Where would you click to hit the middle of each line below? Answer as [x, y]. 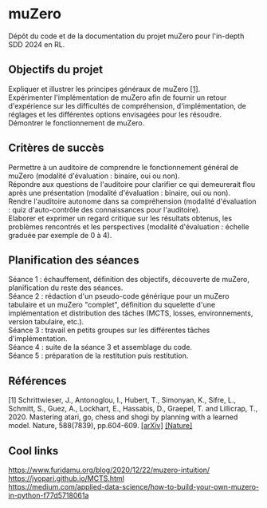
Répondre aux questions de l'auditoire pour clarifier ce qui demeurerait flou [132, 184]
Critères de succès [56, 148]
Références [37, 381]
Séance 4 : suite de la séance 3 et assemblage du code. [100, 347]
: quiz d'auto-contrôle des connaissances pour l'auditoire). [104, 209]
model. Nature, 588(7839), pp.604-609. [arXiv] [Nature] [100, 426]
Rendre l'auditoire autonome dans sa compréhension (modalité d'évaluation [132, 201]
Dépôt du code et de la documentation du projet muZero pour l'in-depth [126, 36]
